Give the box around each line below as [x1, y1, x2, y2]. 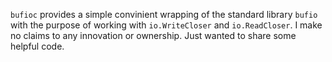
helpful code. [10, 40, 65, 52]
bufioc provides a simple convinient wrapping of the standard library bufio [10, 9, 318, 20]
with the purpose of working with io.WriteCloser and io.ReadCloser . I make [10, 19, 323, 31]
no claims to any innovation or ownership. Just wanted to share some [10, 30, 297, 41]
